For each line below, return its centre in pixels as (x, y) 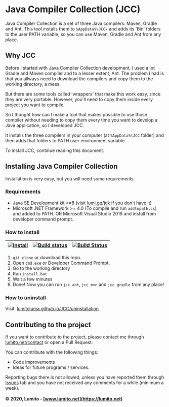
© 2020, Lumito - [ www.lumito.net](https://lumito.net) (64, 399)
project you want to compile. (35, 105)
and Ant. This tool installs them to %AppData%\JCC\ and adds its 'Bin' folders (83, 28)
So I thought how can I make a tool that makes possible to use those (76, 114)
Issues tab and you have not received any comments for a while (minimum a (85, 383)
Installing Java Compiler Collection (61, 166)
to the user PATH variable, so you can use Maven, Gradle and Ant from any (83, 34)
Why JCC (20, 56)
